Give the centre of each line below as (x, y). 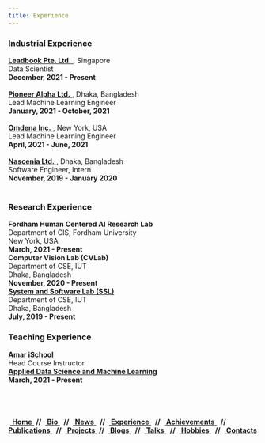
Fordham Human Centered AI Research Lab (81, 224)
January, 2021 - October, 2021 (59, 111)
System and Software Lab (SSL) (61, 292)
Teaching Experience (50, 337)
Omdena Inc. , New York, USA (58, 127)
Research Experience (50, 206)
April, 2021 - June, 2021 (48, 144)
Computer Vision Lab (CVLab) (59, 258)
